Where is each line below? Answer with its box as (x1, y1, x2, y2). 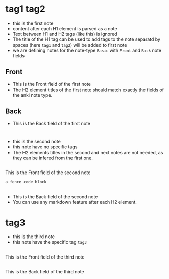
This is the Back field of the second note (12, 193, 98, 200)
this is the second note (12, 138, 61, 144)
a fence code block (5, 180, 47, 185)
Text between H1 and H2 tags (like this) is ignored (12, 31, 117, 37)
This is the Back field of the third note (5, 269, 84, 275)
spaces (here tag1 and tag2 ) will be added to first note (12, 41, 127, 48)
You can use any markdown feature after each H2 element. (12, 199, 137, 205)
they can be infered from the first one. (12, 155, 93, 161)
